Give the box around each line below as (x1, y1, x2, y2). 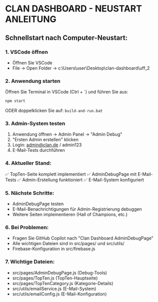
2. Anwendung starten (5, 77, 61, 84)
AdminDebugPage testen (12, 201, 64, 207)
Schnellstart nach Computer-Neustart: (5, 33, 128, 42)
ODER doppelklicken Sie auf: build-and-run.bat (5, 108, 103, 114)
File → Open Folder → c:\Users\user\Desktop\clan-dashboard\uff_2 (12, 65, 150, 71)
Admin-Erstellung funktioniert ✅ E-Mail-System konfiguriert (22, 177, 144, 183)
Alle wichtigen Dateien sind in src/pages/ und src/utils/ (12, 241, 125, 247)
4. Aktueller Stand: (5, 160, 52, 167)
